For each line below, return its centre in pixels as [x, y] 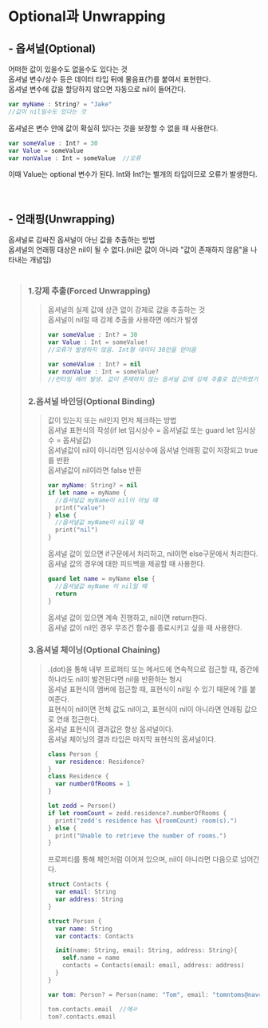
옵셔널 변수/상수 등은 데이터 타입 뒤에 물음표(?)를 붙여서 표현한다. [110, 79]
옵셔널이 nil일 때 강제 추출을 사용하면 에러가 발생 [122, 320]
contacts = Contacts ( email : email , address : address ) [154, 966]
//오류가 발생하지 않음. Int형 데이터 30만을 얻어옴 [122, 350]
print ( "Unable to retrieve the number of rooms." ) [141, 836]
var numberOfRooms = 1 [93, 784]
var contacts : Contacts [94, 936]
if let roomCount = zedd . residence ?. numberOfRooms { [137, 813]
